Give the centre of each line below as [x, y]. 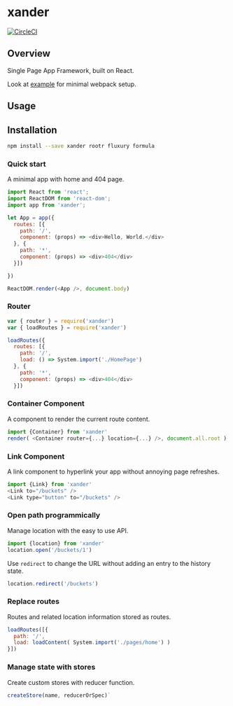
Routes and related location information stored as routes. [89, 616]
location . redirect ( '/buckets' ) [53, 583]
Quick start [27, 164]
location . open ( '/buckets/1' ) [50, 550]
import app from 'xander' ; [47, 205]
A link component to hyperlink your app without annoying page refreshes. [113, 471]
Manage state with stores [51, 667]
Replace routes [33, 602]
